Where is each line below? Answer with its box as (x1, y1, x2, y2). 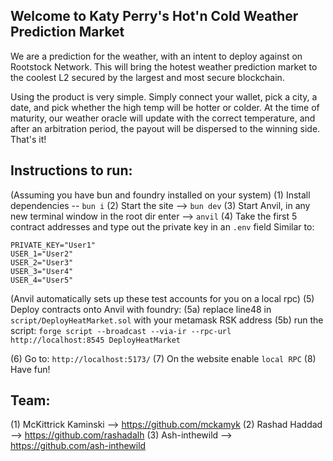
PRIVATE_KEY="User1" (10, 240, 97, 250)
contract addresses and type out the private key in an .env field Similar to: (10, 220, 315, 233)
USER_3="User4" (10, 266, 74, 276)
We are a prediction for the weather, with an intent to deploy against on (10, 50, 303, 62)
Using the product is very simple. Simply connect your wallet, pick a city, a (10, 90, 318, 103)
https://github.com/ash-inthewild (10, 440, 147, 452)
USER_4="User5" (10, 275, 74, 285)
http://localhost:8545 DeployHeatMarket (10, 335, 182, 345)
